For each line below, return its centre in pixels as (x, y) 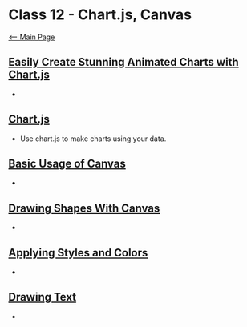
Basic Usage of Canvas (67, 163)
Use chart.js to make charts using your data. (93, 139)
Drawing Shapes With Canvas (84, 208)
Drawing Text (43, 297)
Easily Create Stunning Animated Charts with (123, 62)
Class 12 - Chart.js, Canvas (100, 15)
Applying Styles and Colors (78, 253)
